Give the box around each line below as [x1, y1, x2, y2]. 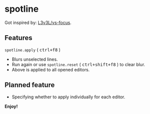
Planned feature [4, 81, 55, 89]
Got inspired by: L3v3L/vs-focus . [4, 20, 72, 25]
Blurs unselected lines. [11, 56, 58, 62]
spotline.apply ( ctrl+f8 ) [4, 46, 61, 52]
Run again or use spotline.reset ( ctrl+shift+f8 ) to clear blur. [11, 61, 146, 67]
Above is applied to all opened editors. [11, 67, 90, 72]
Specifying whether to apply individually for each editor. [11, 94, 125, 100]
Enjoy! [4, 103, 18, 109]
